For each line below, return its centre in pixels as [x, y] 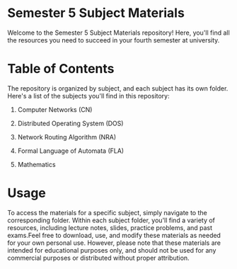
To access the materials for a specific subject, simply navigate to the [107, 212]
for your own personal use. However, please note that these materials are [114, 243]
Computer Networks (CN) [55, 109]
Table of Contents [61, 69]
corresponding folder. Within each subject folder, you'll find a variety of [111, 220]
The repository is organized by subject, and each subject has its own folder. [118, 88]
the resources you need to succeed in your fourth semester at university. [114, 40]
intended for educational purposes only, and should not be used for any [112, 250]
